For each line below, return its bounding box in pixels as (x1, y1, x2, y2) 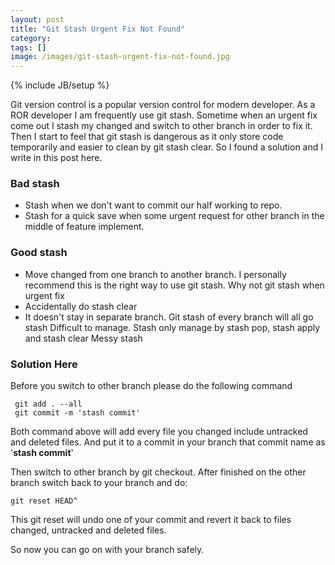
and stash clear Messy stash (24, 332, 143, 344)
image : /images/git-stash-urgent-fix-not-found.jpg (10, 52, 230, 62)
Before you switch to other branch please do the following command (10, 380, 293, 392)
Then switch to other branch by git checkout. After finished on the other (10, 466, 307, 478)
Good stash (10, 246, 68, 260)
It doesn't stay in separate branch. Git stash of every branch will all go (24, 311, 314, 323)
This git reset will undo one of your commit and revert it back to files (10, 514, 292, 526)
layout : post (10, 14, 65, 25)
